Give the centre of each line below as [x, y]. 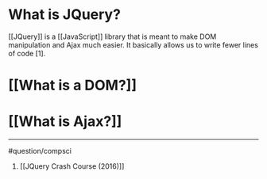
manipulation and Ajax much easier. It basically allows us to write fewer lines [133, 44]
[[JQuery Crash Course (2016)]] [72, 166]
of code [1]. [27, 53]
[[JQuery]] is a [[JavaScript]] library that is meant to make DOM [112, 36]
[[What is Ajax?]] [65, 122]
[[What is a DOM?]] [73, 86]
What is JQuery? [65, 15]
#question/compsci [40, 151]
